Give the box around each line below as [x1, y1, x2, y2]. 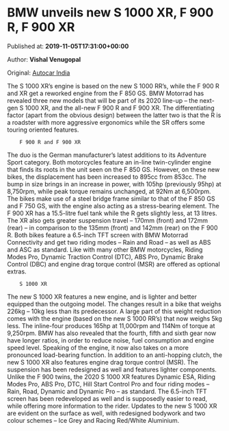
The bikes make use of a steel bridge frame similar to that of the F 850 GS [7, 194, 215, 203]
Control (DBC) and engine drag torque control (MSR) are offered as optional [7, 260, 220, 268]
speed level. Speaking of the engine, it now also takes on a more [7, 343, 189, 352]
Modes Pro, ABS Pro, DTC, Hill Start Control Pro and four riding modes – [7, 380, 210, 388]
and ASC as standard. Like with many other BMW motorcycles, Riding [7, 245, 203, 254]
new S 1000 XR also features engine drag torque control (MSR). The [7, 358, 198, 366]
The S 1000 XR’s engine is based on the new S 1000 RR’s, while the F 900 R [7, 82, 220, 90]
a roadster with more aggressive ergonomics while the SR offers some [7, 118, 205, 126]
